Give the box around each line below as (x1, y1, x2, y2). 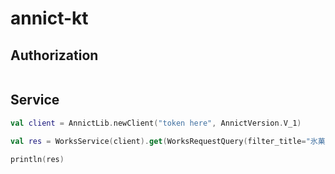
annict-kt (10, 7, 89, 30)
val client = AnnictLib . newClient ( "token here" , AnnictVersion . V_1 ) (10, 118, 302, 128)
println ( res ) (10, 154, 65, 164)
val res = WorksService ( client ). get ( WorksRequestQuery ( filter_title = (10, 136, 307, 146)
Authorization (10, 47, 99, 64)
